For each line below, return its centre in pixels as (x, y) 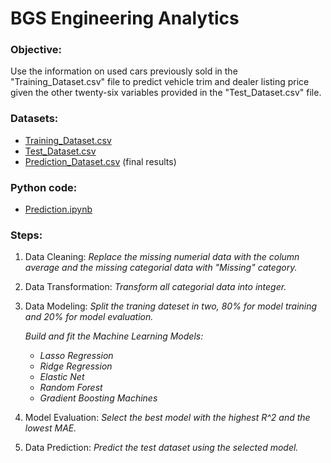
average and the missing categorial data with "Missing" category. (161, 268)
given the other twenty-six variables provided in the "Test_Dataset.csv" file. (166, 93)
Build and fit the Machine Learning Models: (114, 336)
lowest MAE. (50, 428)
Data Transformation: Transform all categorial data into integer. (155, 287)
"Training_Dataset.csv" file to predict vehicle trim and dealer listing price (160, 82)
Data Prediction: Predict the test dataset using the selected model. (161, 448)
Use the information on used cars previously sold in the (124, 71)
